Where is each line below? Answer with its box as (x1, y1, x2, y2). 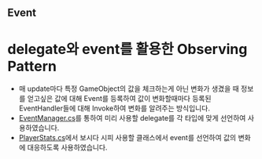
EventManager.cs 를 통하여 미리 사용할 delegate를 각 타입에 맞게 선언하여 (18, 114, 246, 123)
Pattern (7, 57, 57, 75)
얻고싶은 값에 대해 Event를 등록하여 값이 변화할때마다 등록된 (27, 94, 212, 103)
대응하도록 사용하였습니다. (27, 143, 108, 152)
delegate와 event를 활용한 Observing (7, 40, 248, 58)
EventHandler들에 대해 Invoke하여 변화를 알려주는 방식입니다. (18, 103, 210, 113)
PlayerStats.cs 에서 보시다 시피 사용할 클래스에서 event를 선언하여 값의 (18, 133, 237, 143)
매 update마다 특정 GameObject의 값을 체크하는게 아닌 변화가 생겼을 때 (18, 84, 239, 93)
